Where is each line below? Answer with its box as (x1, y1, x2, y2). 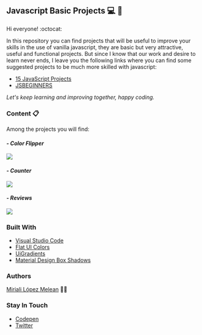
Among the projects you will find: (6, 125, 90, 133)
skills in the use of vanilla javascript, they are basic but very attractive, (6, 43, 184, 51)
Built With (6, 223, 37, 231)
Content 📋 (6, 109, 40, 117)
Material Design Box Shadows (15, 256, 91, 264)
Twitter (15, 321, 34, 329)
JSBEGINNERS (15, 81, 53, 89)
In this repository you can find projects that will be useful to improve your (6, 37, 191, 44)
